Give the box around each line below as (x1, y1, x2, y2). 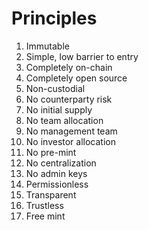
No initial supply (25, 103, 93, 116)
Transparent (25, 188, 77, 201)
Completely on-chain (25, 61, 113, 73)
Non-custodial (25, 82, 86, 94)
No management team (25, 125, 118, 137)
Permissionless (25, 178, 89, 190)
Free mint (25, 210, 66, 222)
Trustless (25, 199, 64, 211)
